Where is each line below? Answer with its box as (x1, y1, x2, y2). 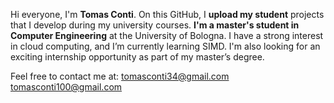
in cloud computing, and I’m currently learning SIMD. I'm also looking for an (10, 40, 321, 52)
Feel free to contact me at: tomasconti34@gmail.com (10, 70, 230, 82)
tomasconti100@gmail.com (10, 81, 123, 93)
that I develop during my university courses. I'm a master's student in (10, 19, 300, 31)
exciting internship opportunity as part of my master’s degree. (10, 51, 265, 63)
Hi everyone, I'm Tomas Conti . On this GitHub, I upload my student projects (10, 9, 325, 20)
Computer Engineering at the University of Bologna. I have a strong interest (10, 30, 324, 41)
